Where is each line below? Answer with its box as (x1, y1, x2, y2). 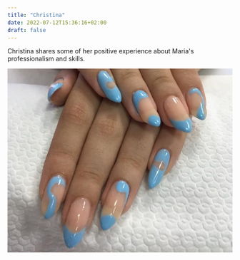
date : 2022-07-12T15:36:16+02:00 (7, 19, 107, 26)
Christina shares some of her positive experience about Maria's (7, 47, 194, 56)
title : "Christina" (7, 11, 66, 19)
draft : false (7, 26, 46, 33)
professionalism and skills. (7, 54, 86, 63)
